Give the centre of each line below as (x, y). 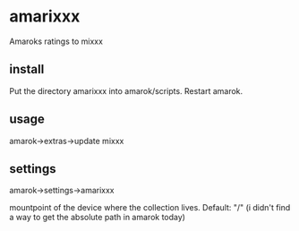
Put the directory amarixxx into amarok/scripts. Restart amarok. (126, 90)
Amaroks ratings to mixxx (56, 41)
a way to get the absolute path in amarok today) (98, 218)
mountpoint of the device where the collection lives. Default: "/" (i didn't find (150, 208)
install (27, 69)
